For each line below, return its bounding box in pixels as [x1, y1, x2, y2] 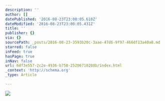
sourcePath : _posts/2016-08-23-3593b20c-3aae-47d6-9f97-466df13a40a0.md [5, 40, 160, 45]
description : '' [5, 7, 39, 12]
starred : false [5, 44, 37, 49]
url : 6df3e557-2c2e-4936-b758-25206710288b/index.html [5, 63, 122, 68]
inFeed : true [5, 49, 33, 54]
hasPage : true [5, 53, 35, 59]
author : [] [5, 12, 28, 17]
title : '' [5, 26, 26, 31]
